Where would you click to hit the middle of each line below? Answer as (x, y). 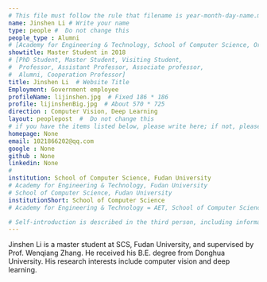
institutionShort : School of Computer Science (87, 200)
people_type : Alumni (44, 38)
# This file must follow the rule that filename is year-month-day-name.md (136, 15)
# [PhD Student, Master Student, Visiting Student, (95, 60)
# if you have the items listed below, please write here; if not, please (135, 126)
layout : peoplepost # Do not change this (81, 119)
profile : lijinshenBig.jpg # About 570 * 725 (87, 104)
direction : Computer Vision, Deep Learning (83, 112)
